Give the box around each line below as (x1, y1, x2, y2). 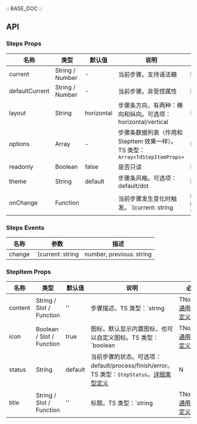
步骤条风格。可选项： (118, 173, 177, 182)
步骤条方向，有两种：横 (118, 101, 183, 109)
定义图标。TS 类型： (102, 333, 159, 342)
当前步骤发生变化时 (118, 194, 171, 202)
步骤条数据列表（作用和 (118, 128, 183, 136)
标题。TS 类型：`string (90, 399, 154, 408)
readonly (9, 162, 34, 171)
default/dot (118, 182, 149, 190)
